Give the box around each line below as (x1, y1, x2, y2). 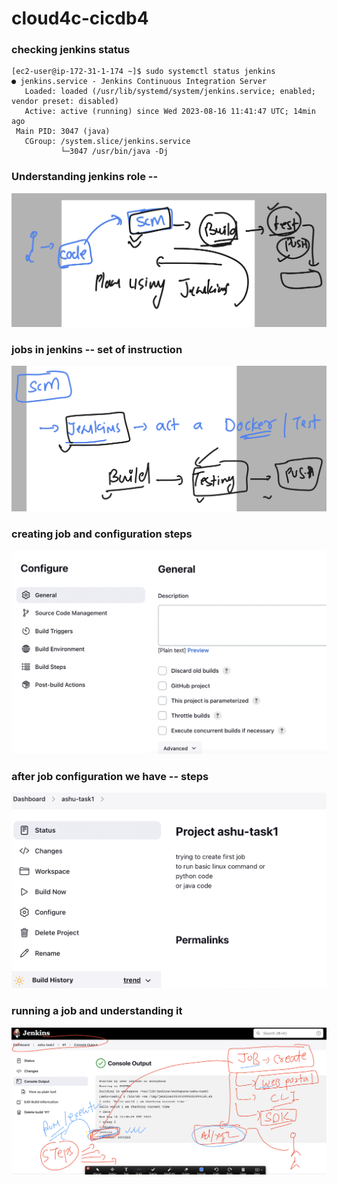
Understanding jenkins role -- (11, 170, 159, 184)
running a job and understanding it (11, 1004, 183, 1018)
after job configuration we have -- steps (11, 769, 209, 783)
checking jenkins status (11, 43, 131, 57)
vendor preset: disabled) (11, 97, 119, 107)
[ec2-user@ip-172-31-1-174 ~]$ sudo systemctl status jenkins (11, 67, 276, 77)
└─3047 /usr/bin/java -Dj (60, 147, 169, 157)
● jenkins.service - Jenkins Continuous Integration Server (11, 77, 268, 87)
